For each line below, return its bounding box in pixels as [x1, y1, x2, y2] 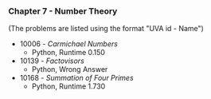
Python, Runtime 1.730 [31, 81, 106, 91]
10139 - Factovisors [19, 56, 85, 65]
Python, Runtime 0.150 [31, 48, 106, 57]
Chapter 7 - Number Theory [8, 6, 118, 17]
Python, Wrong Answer [31, 65, 108, 74]
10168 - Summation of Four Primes [19, 73, 134, 83]
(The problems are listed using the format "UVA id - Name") [8, 24, 205, 34]
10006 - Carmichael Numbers [19, 39, 118, 49]
